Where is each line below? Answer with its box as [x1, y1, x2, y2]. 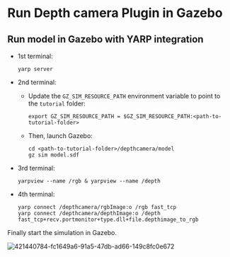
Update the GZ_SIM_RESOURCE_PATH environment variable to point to [28, 92, 221, 100]
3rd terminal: [17, 164, 55, 172]
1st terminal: [17, 52, 53, 60]
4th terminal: [17, 190, 55, 198]
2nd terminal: [17, 78, 57, 86]
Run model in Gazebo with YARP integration [7, 33, 204, 45]
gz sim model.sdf [28, 152, 80, 159]
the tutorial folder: [28, 99, 86, 108]
